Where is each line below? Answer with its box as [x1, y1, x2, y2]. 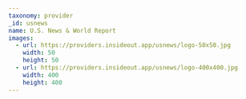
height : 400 [22, 78, 63, 86]
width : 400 [22, 71, 59, 79]
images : [8, 34, 34, 42]
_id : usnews [8, 19, 48, 27]
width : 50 [22, 49, 56, 57]
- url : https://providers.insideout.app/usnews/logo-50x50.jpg [15, 42, 231, 49]
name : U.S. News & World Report [8, 26, 116, 34]
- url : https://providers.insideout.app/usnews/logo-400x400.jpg [15, 64, 239, 72]
